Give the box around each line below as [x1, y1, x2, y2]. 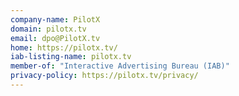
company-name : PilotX [10, 14, 101, 25]
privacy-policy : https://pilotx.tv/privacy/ [10, 71, 199, 81]
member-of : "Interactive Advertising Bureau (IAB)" [10, 61, 230, 71]
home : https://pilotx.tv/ [10, 42, 118, 53]
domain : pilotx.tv [10, 24, 87, 34]
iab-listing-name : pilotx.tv [10, 52, 132, 62]
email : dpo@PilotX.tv [10, 33, 101, 43]
